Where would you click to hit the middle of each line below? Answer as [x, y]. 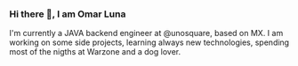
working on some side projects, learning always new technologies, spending [149, 42]
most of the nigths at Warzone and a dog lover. [95, 52]
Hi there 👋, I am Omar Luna [68, 14]
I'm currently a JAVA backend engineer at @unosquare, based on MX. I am [146, 33]
